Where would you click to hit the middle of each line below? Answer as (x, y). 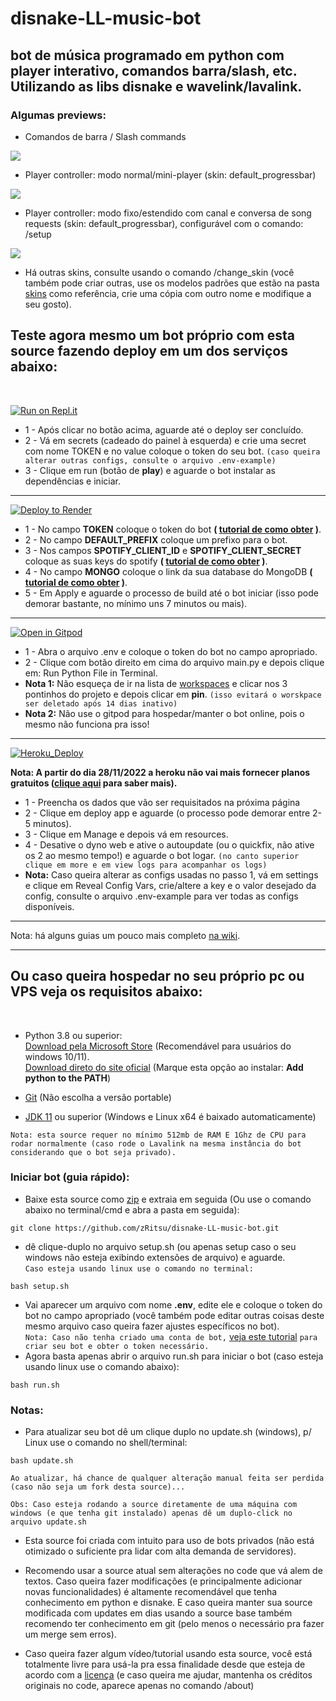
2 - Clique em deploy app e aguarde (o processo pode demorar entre (167, 813)
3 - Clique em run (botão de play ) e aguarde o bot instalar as (150, 470)
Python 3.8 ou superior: (73, 1035)
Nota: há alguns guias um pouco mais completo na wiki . (125, 935)
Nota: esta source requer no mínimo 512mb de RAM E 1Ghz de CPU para (158, 1135)
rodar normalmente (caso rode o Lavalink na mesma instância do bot (156, 1143)
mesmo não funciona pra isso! (87, 724)
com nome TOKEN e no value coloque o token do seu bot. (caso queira (172, 451)
